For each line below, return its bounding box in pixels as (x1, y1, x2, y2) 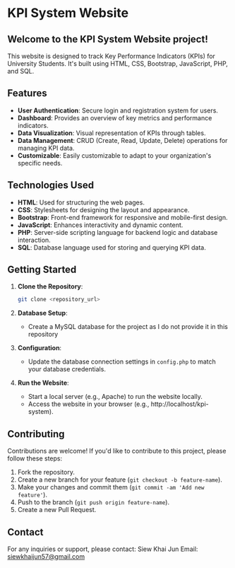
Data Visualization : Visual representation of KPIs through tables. (17, 129, 206, 137)
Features (7, 87, 47, 100)
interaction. (17, 236, 51, 244)
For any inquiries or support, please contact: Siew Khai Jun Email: (7, 545, 198, 553)
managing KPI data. (17, 144, 75, 152)
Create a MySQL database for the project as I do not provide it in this (28, 323, 228, 331)
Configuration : (17, 344, 62, 352)
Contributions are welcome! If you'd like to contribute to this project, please (7, 447, 227, 456)
